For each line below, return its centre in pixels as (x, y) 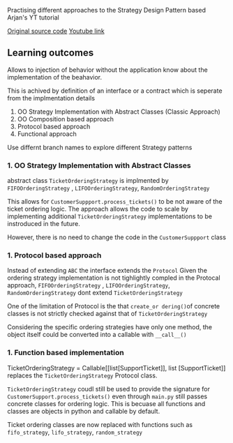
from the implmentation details (51, 98)
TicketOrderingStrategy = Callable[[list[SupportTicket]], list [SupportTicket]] (116, 368)
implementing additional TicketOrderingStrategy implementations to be (110, 216)
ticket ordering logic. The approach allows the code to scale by (98, 209)
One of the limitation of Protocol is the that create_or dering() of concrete (114, 306)
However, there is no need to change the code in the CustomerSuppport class (117, 237)
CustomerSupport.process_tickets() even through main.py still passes (107, 396)
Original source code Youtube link (56, 31)
